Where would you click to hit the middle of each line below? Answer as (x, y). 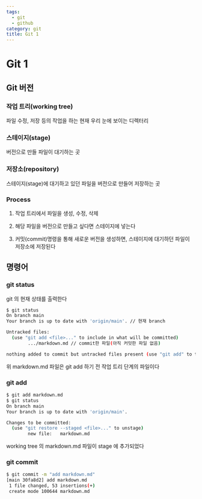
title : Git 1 (23, 34)
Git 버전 (20, 88)
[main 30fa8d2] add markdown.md (47, 480)
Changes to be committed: (38, 422)
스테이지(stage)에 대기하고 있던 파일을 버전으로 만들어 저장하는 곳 (83, 183)
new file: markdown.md (59, 434)
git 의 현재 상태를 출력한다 (37, 298)
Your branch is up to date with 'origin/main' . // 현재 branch (86, 321)
